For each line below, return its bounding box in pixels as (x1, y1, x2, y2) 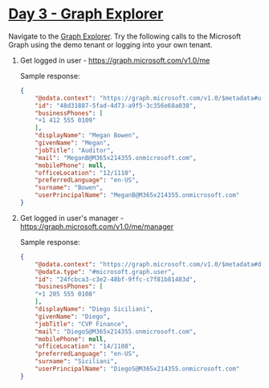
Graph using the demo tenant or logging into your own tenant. (8, 39, 213, 49)
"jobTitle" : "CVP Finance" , (35, 320, 128, 328)
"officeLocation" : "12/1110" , (35, 169, 136, 177)
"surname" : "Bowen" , (35, 184, 104, 192)
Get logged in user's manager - (19, 213, 124, 223)
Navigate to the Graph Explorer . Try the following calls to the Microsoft (8, 31, 242, 41)
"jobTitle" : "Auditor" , (35, 146, 114, 154)
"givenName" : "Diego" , (35, 312, 111, 321)
